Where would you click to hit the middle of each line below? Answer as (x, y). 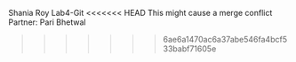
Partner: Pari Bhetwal (47, 22)
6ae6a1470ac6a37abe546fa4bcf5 (225, 39)
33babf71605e (190, 49)
